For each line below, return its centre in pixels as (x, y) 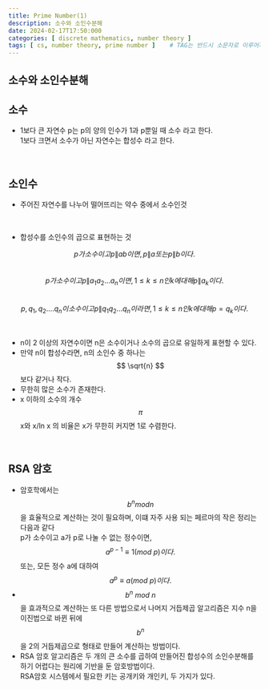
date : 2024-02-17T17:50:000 (55, 30)
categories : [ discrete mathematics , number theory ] (100, 38)
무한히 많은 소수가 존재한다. (63, 389)
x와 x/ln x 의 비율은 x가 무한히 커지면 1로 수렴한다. (98, 425)
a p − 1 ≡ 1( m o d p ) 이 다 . (141, 551)
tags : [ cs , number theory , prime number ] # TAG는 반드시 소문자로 (123, 46)
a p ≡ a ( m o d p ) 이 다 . (141, 579)
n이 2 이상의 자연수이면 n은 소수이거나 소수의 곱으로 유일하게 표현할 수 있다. (138, 342)
